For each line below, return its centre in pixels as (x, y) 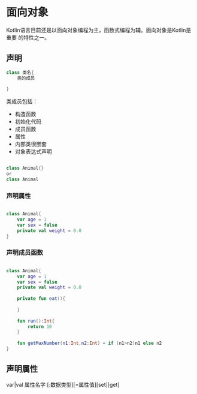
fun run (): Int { (36, 321)
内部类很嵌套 (31, 144)
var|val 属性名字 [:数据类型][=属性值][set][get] (63, 384)
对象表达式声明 (33, 152)
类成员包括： (22, 101)
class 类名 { (20, 73)
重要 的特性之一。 (28, 37)
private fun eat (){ (41, 299)
